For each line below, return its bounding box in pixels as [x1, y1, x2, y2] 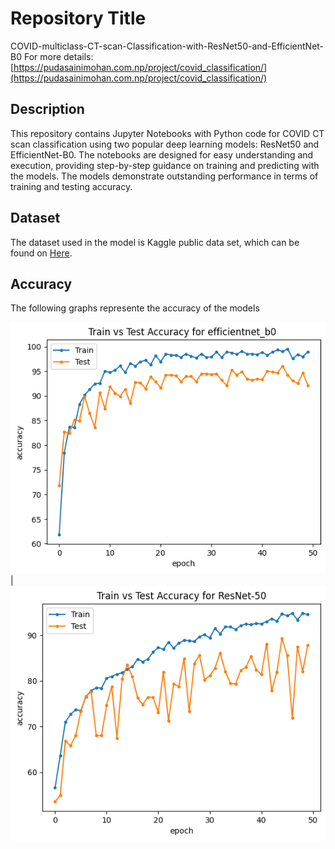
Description [10, 101, 85, 118]
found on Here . [10, 247, 73, 259]
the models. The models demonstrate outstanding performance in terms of [10, 170, 319, 182]
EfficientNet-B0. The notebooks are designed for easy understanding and [10, 148, 314, 161]
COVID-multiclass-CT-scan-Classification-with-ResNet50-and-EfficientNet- [10, 40, 325, 52]
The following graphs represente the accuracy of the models [10, 302, 260, 314]
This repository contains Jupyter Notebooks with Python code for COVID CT [10, 127, 325, 139]
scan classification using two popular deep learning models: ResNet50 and [10, 138, 320, 150]
